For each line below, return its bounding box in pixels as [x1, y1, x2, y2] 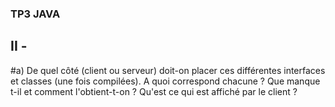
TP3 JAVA [10, 7, 61, 21]
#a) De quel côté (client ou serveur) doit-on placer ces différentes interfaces [10, 64, 326, 76]
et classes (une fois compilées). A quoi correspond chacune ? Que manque [10, 75, 321, 87]
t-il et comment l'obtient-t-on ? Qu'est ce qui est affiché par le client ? [10, 85, 298, 97]
